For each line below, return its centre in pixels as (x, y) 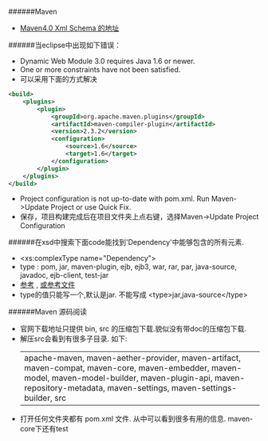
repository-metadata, (64, 388)
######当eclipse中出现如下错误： (65, 45)
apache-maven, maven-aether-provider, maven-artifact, (132, 358)
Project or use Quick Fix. (91, 207)
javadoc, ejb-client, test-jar (64, 275)
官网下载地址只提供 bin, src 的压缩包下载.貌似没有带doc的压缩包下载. (133, 329)
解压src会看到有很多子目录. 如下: (73, 339)
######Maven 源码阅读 (48, 312)
